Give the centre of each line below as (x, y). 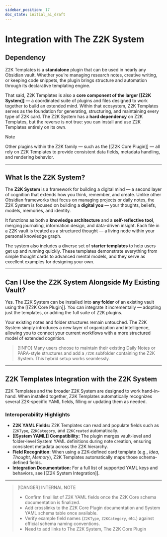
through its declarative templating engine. (48, 85)
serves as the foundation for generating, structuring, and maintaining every (82, 111)
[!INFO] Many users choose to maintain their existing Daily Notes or (86, 348)
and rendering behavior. (30, 157)
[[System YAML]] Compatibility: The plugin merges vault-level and (82, 436)
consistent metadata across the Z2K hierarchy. (60, 447)
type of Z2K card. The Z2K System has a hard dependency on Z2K (74, 116)
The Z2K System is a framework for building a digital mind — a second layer (83, 189)
